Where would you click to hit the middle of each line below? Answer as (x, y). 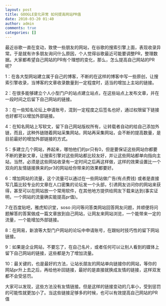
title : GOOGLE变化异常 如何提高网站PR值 (43, 14)
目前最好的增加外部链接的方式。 (38, 139)
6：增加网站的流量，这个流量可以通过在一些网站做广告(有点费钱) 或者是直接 (82, 178)
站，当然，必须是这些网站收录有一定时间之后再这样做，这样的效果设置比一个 (83, 162)
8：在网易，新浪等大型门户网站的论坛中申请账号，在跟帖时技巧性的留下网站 (82, 230)
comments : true (21, 28)
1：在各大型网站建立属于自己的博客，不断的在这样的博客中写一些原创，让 (80, 76)
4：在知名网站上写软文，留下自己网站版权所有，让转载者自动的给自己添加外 (82, 126)
